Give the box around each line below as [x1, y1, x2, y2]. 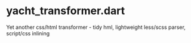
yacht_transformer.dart [6, 4, 125, 18]
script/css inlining [6, 29, 50, 37]
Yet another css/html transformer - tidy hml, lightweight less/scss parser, [6, 24, 186, 31]
